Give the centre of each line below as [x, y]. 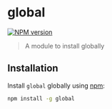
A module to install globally [65, 46]
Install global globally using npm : [56, 85]
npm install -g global [41, 98]
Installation [33, 68]
